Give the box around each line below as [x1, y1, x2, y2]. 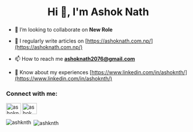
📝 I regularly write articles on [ [14, 37, 88, 44]
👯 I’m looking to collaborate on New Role [14, 26, 113, 33]
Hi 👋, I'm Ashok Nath [47, 5, 149, 19]
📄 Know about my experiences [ [14, 69, 92, 76]
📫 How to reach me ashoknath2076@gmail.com [14, 55, 136, 62]
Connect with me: [6, 90, 58, 98]
